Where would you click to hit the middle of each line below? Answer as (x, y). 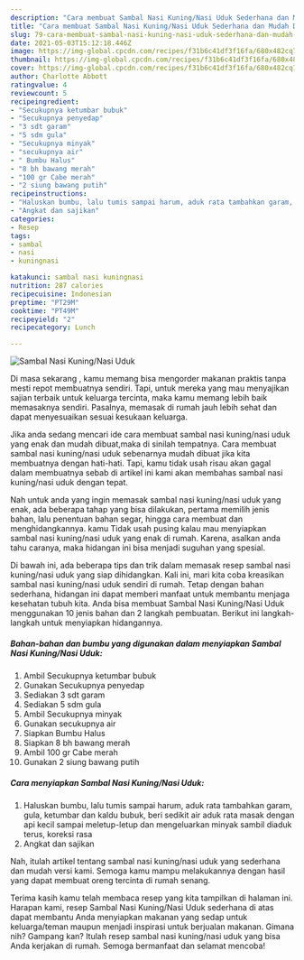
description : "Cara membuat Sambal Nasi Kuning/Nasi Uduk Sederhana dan (150, 18)
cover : (23, 69)
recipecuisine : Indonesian (61, 294)
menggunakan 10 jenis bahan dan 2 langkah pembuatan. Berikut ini (135, 614)
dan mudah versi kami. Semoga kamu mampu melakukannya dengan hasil (148, 871)
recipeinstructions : (49, 194)
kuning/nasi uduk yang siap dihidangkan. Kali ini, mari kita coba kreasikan (147, 575)
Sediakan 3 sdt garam (64, 695)
